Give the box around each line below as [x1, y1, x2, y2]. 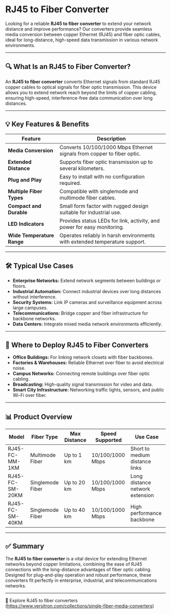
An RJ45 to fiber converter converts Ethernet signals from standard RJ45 [5, 78, 160, 85]
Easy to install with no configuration [59, 173, 145, 180]
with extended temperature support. [59, 238, 146, 245]
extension [130, 492, 154, 499]
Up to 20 [64, 479, 85, 486]
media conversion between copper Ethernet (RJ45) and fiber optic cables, [5, 31, 161, 37]
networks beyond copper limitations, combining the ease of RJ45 [5, 561, 142, 567]
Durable [8, 208, 28, 216]
